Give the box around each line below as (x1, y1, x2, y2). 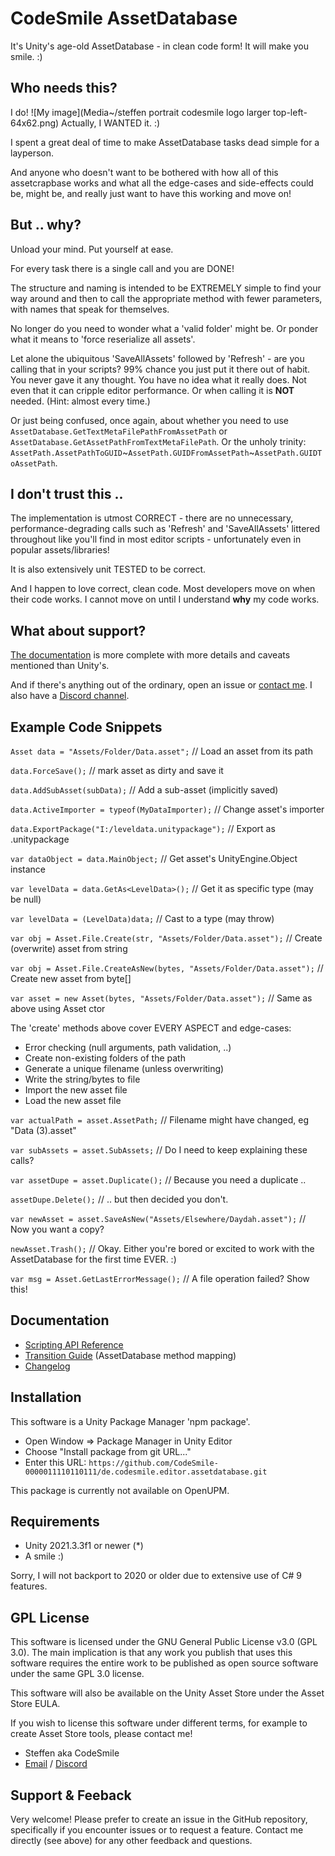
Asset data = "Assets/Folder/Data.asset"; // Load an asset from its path (10, 745, 313, 757)
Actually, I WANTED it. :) (61, 117, 161, 129)
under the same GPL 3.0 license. (10, 1668, 145, 1680)
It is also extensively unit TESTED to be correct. (10, 563, 207, 576)
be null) (10, 893, 42, 905)
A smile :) (24, 1550, 65, 1562)
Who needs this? (10, 80, 118, 97)
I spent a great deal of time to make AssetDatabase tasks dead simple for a (10, 136, 320, 148)
